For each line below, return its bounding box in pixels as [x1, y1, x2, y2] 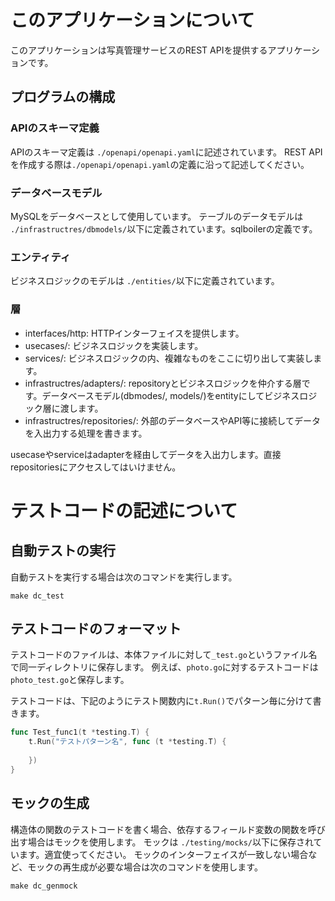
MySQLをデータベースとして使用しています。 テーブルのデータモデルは [10, 210, 304, 222]
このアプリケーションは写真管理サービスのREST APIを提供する [10, 44, 268, 56]
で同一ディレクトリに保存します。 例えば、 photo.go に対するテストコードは [10, 661, 319, 673]
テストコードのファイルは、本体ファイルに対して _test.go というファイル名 [10, 649, 318, 661]
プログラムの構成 [10, 89, 116, 106]
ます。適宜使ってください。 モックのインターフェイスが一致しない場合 [18, 848, 309, 860]
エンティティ [10, 250, 72, 264]
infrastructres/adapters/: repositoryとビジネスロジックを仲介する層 [24, 377, 302, 389]
